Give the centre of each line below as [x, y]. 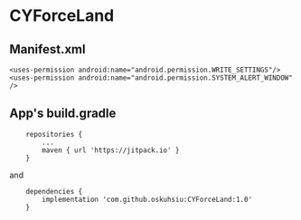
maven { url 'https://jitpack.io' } [111, 150]
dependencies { [54, 191]
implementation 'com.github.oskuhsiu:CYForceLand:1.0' [147, 199]
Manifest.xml [47, 49]
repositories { [54, 134]
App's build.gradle [63, 114]
